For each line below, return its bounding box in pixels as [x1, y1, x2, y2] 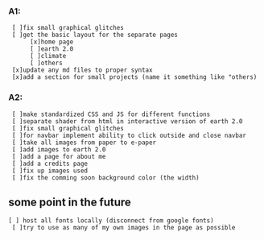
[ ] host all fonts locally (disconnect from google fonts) [8, 217, 215, 225]
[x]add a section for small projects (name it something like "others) [11, 73, 258, 81]
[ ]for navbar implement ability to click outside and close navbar [11, 131, 247, 139]
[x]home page [29, 38, 74, 46]
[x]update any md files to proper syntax [11, 66, 153, 74]
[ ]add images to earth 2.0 [11, 145, 106, 154]
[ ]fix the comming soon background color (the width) [11, 173, 200, 182]
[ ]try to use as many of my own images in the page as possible [11, 224, 236, 232]
